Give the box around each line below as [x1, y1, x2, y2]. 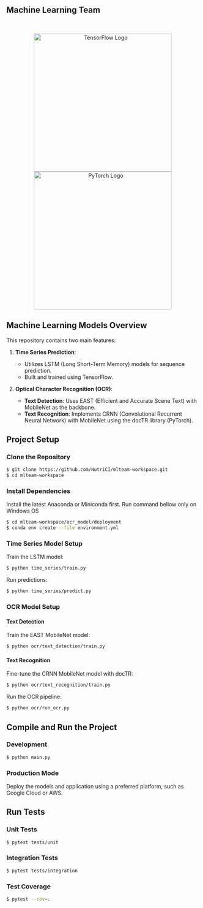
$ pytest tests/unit [6, 839, 59, 845]
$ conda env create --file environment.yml [6, 525, 119, 531]
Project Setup [6, 435, 60, 445]
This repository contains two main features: [6, 337, 116, 344]
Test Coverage [6, 882, 51, 891]
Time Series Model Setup [6, 540, 83, 548]
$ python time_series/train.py [6, 565, 86, 571]
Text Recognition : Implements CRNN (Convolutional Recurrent [24, 410, 182, 418]
